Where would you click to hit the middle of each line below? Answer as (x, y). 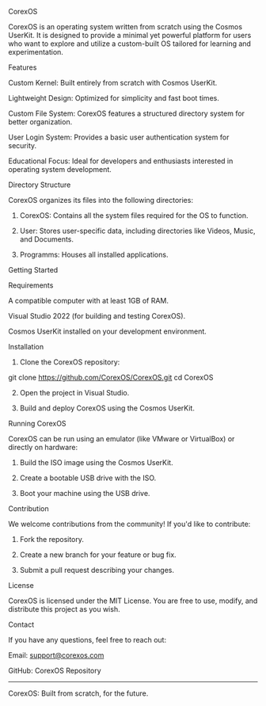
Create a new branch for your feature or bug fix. (98, 555)
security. (23, 145)
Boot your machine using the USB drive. (85, 493)
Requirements (31, 285)
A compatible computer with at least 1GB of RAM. (88, 301)
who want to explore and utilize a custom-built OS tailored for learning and (130, 44)
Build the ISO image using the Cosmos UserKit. (96, 462)
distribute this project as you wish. (64, 609)
